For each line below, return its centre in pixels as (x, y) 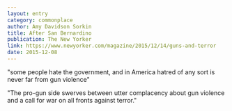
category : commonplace (40, 20)
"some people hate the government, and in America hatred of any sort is (111, 72)
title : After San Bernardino (49, 33)
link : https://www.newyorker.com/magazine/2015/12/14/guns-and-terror (112, 46)
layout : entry (28, 14)
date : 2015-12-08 (32, 53)
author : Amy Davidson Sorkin (49, 26)
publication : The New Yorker (49, 40)
